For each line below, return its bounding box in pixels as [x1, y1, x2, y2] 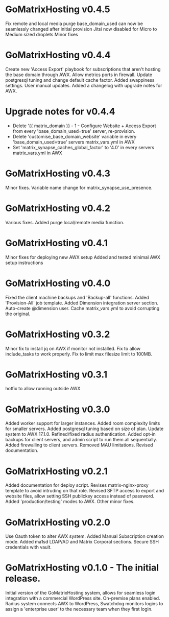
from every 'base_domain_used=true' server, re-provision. [12, 128, 135, 134]
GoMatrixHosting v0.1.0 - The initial [5, 562, 159, 574]
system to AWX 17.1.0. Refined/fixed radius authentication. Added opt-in [5, 431, 156, 437]
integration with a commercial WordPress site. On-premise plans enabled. [5, 595, 160, 601]
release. [5, 573, 41, 584]
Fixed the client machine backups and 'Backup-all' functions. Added [5, 294, 149, 300]
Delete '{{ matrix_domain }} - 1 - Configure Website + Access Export [12, 123, 157, 129]
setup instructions [5, 259, 43, 266]
